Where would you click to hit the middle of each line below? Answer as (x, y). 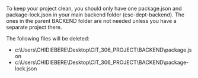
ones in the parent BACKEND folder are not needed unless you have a (91, 21)
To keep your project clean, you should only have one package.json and (94, 9)
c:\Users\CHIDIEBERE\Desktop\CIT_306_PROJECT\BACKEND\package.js (103, 50)
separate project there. (34, 27)
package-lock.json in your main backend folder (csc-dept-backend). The (95, 15)
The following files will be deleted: (48, 38)
